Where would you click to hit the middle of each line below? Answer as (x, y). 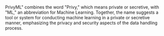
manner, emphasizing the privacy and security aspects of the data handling (82, 23)
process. (14, 28)
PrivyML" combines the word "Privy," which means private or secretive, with (82, 7)
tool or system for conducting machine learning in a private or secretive (77, 18)
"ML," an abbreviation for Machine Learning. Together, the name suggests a (82, 12)
